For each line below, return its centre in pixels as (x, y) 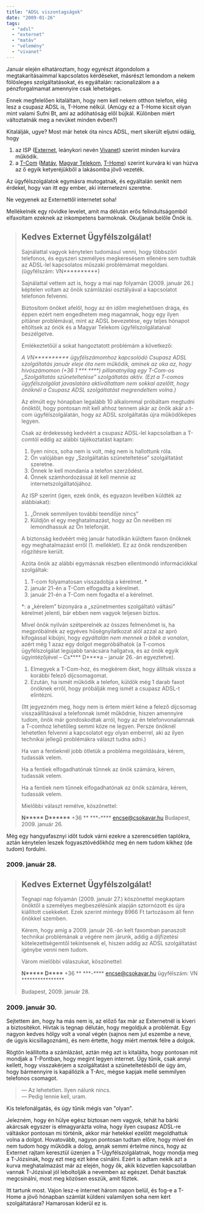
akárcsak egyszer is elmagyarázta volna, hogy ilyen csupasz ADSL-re (94, 1126)
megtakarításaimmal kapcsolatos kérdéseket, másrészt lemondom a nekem (101, 75)
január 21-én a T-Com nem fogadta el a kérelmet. (92, 594)
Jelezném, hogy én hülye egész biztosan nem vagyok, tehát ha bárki (93, 1120)
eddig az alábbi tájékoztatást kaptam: (87, 439)
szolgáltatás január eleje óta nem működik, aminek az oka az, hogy (106, 364)
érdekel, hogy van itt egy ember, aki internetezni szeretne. (79, 187)
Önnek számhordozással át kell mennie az (83, 477)
